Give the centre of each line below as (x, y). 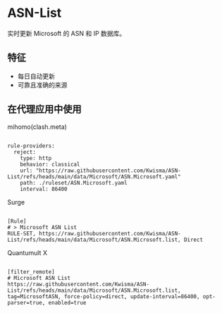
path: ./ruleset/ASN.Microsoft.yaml (74, 183)
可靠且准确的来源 (42, 85)
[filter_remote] (31, 272)
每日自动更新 (36, 76)
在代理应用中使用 (44, 110)
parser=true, (26, 302)
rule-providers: (31, 146)
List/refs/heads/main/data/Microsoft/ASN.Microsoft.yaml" (94, 177)
